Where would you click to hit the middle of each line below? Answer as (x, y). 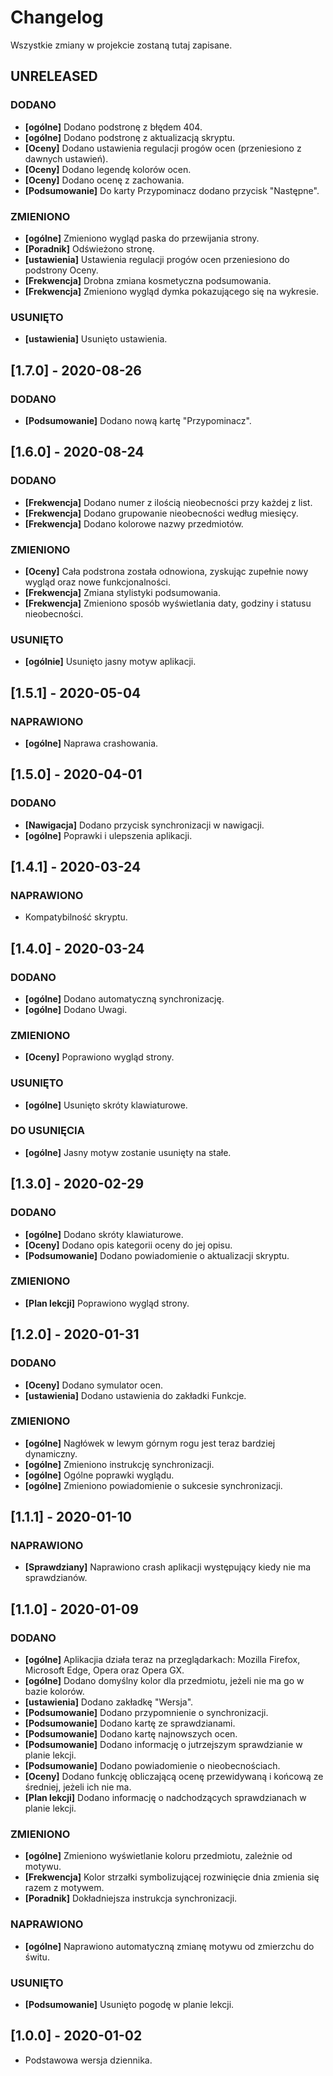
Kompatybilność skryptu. (76, 917)
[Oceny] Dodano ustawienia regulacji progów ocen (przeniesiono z (163, 148)
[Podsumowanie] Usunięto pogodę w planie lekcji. (129, 2005)
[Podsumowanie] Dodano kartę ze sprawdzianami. (130, 1723)
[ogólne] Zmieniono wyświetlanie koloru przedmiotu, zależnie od (158, 1856)
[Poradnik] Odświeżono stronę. (89, 248)
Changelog (57, 17)
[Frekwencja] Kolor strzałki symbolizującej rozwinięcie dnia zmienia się (172, 1877)
